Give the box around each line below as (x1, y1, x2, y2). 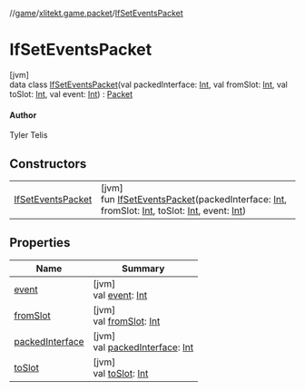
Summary (121, 262, 165, 275)
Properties (9, 235, 71, 250)
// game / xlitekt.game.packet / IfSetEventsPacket (9, 8, 183, 18)
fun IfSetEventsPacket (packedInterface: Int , (100, 192, 288, 205)
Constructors (9, 156, 87, 171)
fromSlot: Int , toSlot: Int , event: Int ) (100, 204, 247, 217)
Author (9, 109, 37, 121)
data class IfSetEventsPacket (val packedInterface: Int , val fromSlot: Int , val (9, 79, 289, 90)
